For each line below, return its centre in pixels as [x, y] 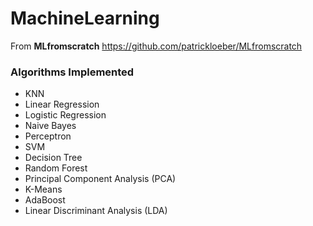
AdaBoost [45, 200]
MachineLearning [85, 18]
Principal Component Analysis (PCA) [100, 179]
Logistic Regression [65, 115]
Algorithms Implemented [72, 72]
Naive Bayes [50, 126]
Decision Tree [53, 158]
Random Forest [56, 168]
